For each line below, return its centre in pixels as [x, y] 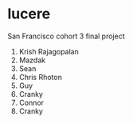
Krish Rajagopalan [49, 51]
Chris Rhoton [41, 77]
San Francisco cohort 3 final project [66, 36]
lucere [29, 14]
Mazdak [32, 60]
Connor [31, 102]
